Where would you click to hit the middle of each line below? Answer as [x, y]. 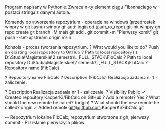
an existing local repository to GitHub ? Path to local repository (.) [71, 52]
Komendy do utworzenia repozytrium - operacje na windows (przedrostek [80, 22]
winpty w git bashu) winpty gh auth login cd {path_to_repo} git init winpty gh [83, 27]
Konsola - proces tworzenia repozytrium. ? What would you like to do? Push [82, 47]
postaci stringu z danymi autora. [38, 12]
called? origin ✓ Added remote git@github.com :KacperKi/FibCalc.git [75, 108]
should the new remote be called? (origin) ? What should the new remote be [82, 102]
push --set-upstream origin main [38, 37]
